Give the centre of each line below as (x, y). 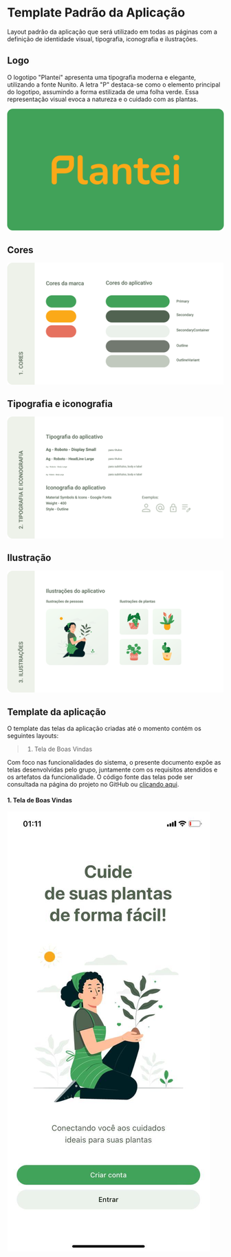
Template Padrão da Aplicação (96, 13)
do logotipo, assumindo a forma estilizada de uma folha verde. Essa (103, 91)
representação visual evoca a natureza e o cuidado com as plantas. (103, 99)
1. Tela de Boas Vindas (40, 800)
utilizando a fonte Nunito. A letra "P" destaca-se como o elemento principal (114, 85)
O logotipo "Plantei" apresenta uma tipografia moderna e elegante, (102, 77)
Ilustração (29, 558)
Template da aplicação (57, 712)
